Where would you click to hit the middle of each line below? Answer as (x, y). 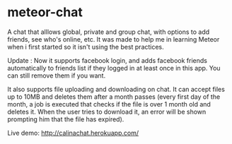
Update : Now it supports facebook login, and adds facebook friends (107, 60)
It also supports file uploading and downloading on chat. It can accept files (116, 89)
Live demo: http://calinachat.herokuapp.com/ (73, 133)
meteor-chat (45, 12)
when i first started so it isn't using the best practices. (86, 47)
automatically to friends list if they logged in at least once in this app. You (114, 68)
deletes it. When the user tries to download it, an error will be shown (107, 112)
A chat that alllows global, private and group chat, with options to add (109, 32)
